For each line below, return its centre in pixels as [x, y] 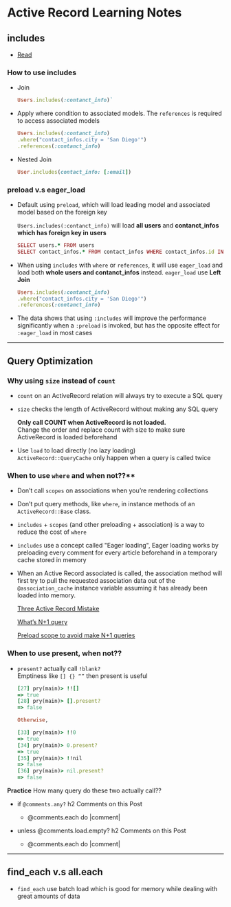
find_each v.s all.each [55, 872]
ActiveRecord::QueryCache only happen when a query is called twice [114, 458]
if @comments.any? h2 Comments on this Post [80, 804]
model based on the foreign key [62, 212]
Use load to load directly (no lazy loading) [76, 450]
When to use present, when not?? [65, 653]
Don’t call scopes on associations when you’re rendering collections [112, 490]
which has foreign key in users [62, 232]
